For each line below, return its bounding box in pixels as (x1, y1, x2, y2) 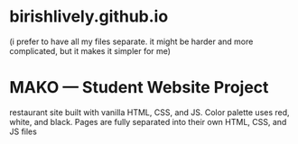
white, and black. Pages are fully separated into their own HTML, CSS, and (9, 116, 287, 127)
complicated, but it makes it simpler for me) (9, 45, 172, 56)
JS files (9, 126, 38, 137)
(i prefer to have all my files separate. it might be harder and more (9, 36, 254, 47)
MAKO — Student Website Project (9, 77, 269, 98)
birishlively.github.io (9, 6, 169, 27)
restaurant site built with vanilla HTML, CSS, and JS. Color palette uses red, (9, 106, 291, 118)
